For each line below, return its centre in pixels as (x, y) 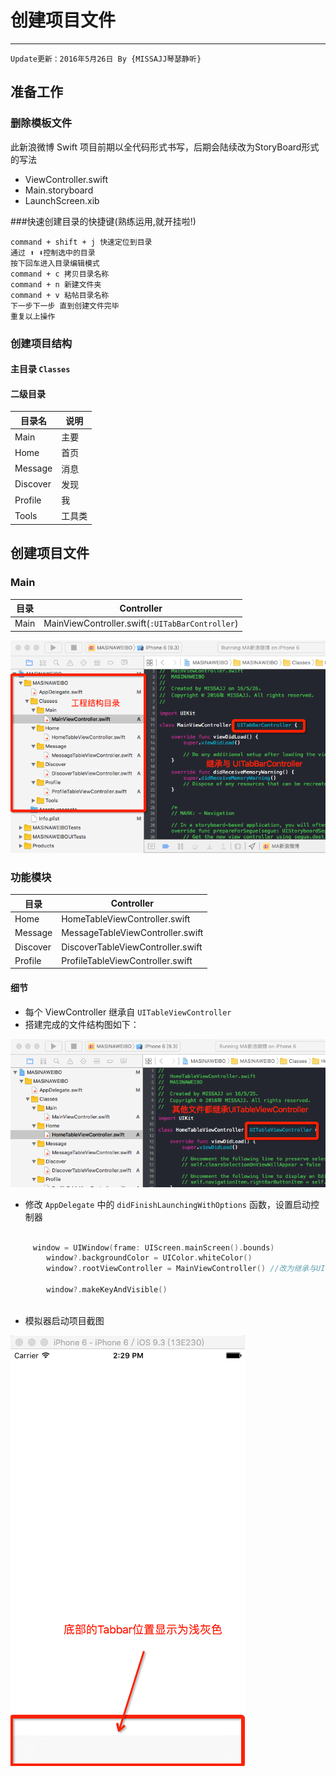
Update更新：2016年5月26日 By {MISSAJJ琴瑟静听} (106, 59)
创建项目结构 (41, 343)
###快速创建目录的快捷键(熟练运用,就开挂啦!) (103, 221)
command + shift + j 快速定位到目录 (81, 242)
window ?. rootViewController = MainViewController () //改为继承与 (181, 1269)
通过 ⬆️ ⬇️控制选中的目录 (53, 252)
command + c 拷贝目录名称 (60, 274)
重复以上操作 (33, 316)
